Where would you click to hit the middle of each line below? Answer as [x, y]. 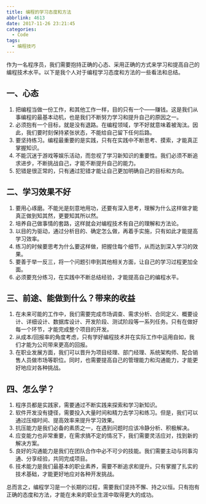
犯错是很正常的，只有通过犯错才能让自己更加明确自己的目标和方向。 [101, 171]
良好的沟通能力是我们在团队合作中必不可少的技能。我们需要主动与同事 [104, 451]
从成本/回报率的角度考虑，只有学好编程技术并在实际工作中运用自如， [102, 337]
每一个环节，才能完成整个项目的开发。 [63, 330]
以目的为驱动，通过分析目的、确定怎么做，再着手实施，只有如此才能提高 [106, 231]
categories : [21, 29]
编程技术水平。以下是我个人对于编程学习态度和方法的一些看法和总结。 [95, 72]
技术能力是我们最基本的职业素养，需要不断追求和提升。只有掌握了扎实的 [106, 467]
